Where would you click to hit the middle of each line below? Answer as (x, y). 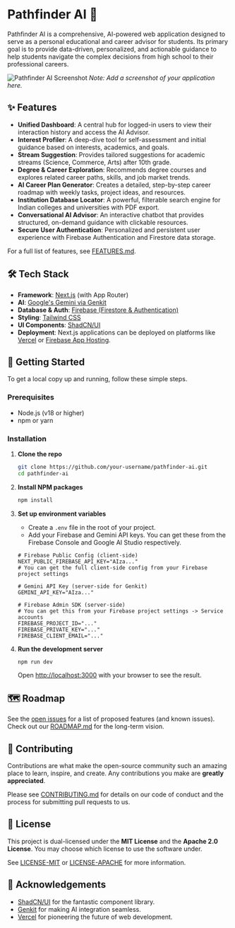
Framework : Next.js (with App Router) (73, 295)
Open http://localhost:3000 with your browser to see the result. (110, 675)
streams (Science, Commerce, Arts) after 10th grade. (94, 162)
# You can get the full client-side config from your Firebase (113, 568)
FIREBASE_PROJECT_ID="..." (57, 623)
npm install (35, 500)
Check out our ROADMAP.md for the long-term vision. (86, 726)
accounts (30, 617)
